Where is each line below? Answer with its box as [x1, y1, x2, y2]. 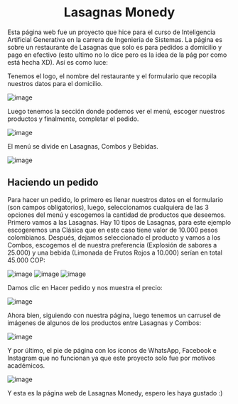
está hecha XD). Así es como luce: [7, 58, 108, 66]
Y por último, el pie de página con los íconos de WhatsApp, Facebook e [7, 346, 217, 354]
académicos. [7, 361, 45, 370]
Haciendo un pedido [7, 176, 99, 188]
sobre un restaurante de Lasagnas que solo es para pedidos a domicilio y [7, 43, 222, 51]
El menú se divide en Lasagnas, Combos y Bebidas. [7, 142, 158, 150]
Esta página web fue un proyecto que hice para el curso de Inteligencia [7, 28, 216, 36]
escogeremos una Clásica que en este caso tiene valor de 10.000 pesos [7, 225, 218, 234]
